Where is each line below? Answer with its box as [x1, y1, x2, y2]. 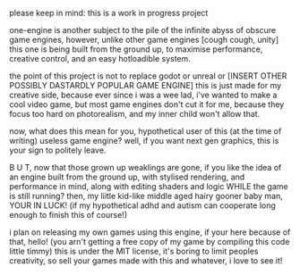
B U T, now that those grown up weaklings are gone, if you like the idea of [9, 162, 282, 172]
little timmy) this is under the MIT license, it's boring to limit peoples [9, 246, 259, 256]
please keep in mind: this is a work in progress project [9, 8, 209, 18]
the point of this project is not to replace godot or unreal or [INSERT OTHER [9, 71, 287, 81]
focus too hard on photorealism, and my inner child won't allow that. [9, 109, 261, 119]
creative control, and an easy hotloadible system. [9, 54, 191, 63]
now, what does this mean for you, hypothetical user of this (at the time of [9, 126, 282, 137]
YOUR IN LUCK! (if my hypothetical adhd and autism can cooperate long [9, 200, 276, 211]
